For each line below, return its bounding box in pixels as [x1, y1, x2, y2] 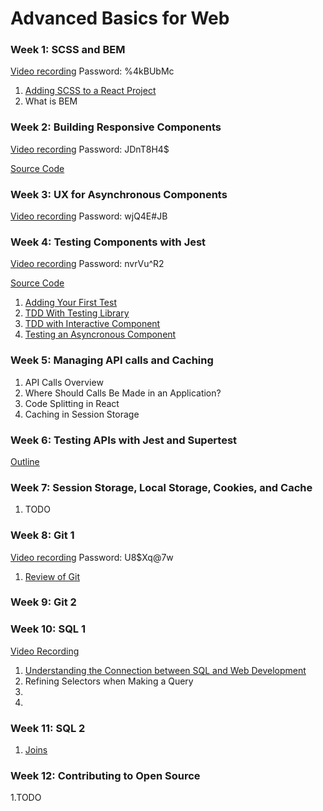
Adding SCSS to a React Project [24, 85, 157, 97]
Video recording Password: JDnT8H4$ [10, 143, 170, 155]
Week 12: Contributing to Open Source [10, 769, 201, 782]
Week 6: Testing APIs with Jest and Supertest [10, 433, 238, 447]
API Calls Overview [24, 376, 104, 388]
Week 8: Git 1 [10, 528, 75, 542]
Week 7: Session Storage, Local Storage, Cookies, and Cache [10, 480, 313, 494]
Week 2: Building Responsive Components [10, 120, 222, 134]
